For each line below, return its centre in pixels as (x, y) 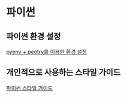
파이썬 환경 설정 (34, 36)
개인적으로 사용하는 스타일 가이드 (63, 72)
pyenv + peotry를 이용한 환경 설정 (47, 52)
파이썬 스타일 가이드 (29, 88)
